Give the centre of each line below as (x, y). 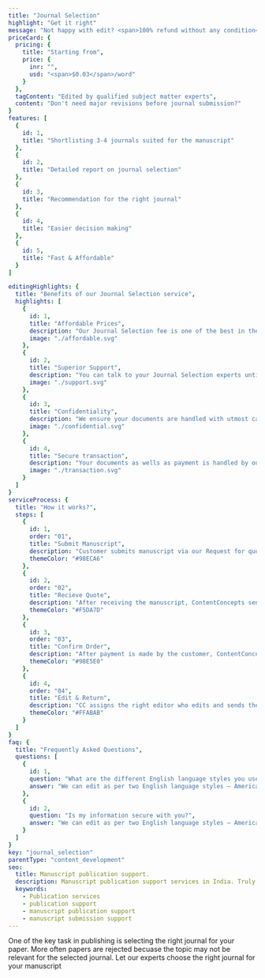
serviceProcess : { (38, 500)
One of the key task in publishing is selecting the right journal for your (121, 941)
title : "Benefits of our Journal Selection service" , (105, 294)
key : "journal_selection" (50, 852)
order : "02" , (50, 588)
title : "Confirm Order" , (70, 647)
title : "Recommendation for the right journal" (102, 199)
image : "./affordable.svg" (73, 338)
